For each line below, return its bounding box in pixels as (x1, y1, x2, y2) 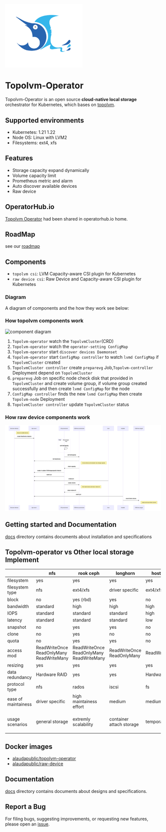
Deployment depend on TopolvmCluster (12, 370, 93, 376)
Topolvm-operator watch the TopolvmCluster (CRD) (12, 338, 114, 344)
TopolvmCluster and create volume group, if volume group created (12, 380, 147, 386)
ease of (7, 696, 23, 702)
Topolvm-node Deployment (12, 396, 65, 402)
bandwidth (7, 603, 29, 609)
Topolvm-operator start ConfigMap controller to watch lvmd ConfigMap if (12, 354, 159, 360)
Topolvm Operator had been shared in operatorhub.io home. (5, 216, 128, 222)
